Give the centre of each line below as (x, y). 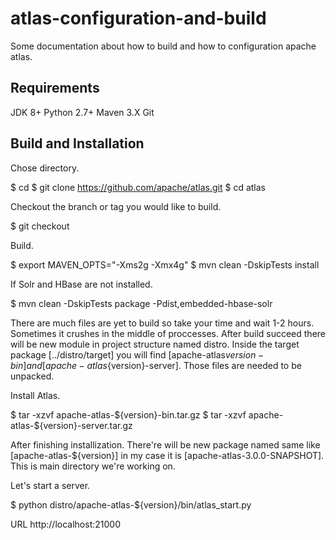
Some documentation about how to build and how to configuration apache (163, 46)
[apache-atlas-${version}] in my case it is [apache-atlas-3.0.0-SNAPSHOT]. (167, 455)
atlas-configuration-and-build (138, 18)
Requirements (55, 88)
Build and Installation (77, 143)
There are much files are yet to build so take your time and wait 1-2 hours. (162, 323)
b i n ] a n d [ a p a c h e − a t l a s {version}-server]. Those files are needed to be (156, 365)
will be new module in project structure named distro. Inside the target (155, 344)
